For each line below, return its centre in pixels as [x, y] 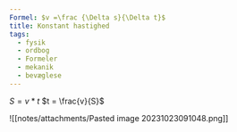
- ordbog [34, 51]
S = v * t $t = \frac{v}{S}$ [57, 101]
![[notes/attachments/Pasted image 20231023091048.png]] [119, 118]
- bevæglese [40, 76]
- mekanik [35, 68]
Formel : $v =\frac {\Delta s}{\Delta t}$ [88, 17]
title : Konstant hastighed [59, 26]
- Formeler [38, 59]
